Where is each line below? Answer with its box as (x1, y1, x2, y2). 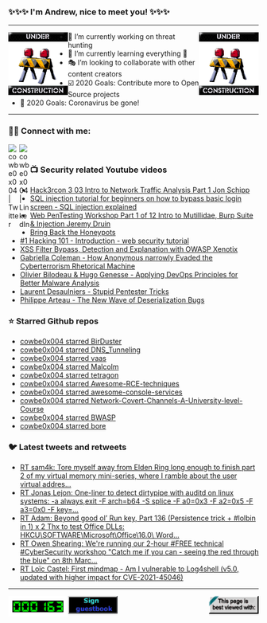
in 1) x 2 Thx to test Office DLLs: (19, 522, 125, 531)
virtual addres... (19, 480, 72, 489)
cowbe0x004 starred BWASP (19, 413, 117, 422)
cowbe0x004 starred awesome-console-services (19, 387, 183, 397)
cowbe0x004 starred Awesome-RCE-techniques (19, 379, 180, 389)
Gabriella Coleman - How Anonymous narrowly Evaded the (19, 253, 213, 262)
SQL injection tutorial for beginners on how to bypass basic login (30, 194, 242, 203)
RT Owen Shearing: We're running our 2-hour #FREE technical (19, 539, 224, 548)
